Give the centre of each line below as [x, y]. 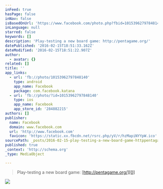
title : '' [15, 69]
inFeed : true [18, 9]
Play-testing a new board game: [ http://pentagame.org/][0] [76, 172]
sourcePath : [17, 141]
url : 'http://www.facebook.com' [42, 132]
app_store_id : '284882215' [41, 109]
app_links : [16, 73]
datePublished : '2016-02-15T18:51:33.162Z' [50, 46]
